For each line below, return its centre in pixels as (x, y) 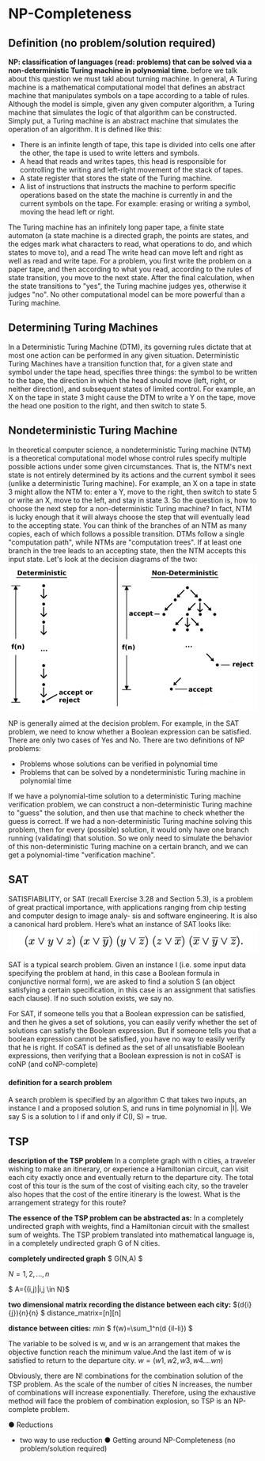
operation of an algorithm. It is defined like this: (85, 129)
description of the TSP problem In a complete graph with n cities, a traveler (132, 1161)
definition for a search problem (60, 1082)
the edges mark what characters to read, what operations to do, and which (130, 244)
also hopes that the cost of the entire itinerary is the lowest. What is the (125, 1194)
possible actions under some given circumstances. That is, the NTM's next (130, 466)
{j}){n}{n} (24, 1313)
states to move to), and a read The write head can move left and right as (126, 252)
